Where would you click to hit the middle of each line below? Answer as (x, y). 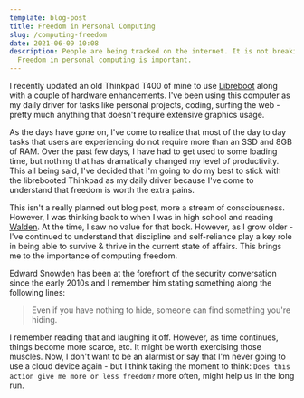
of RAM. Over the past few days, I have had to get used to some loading (143, 151)
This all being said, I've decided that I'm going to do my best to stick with (145, 170)
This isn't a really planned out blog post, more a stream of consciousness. (147, 208)
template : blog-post (48, 18)
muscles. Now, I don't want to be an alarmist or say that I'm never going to (148, 356)
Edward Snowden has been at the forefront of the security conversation (143, 273)
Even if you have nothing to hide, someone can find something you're (161, 310)
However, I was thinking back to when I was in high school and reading (142, 217)
